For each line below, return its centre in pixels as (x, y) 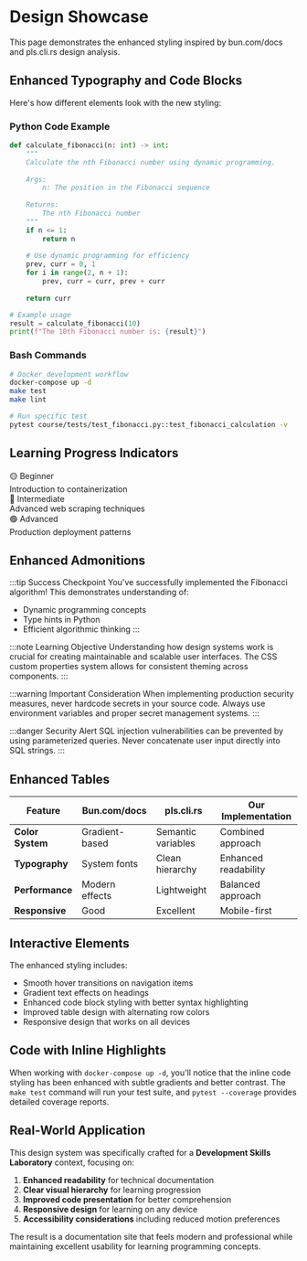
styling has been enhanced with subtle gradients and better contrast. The (148, 1082)
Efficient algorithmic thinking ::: (81, 629)
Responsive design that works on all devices (106, 1022)
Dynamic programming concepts (85, 610)
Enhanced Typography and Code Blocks (126, 81)
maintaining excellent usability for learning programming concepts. (135, 1246)
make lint (28, 400)
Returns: (42, 205)
